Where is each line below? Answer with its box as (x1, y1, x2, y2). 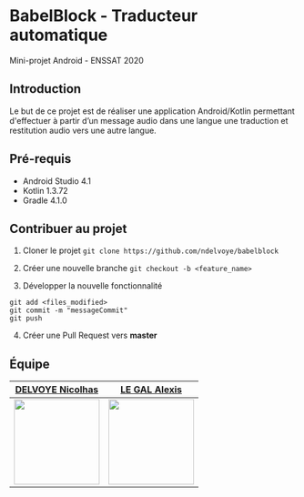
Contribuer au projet (9, 220, 127, 237)
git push (9, 314, 43, 323)
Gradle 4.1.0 (22, 195, 68, 206)
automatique (9, 25, 108, 46)
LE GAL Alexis (120, 383, 182, 396)
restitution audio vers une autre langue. (9, 125, 157, 136)
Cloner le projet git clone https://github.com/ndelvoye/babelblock (22, 245, 279, 256)
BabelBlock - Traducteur (9, 5, 198, 26)
